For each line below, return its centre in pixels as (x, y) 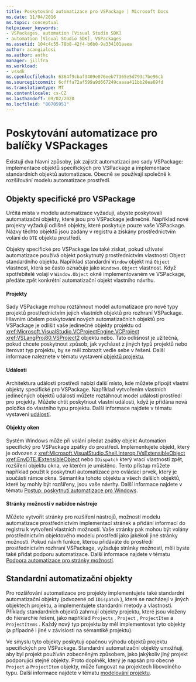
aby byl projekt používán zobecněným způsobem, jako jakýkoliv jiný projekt (97, 654)
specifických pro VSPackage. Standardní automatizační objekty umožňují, (95, 647)
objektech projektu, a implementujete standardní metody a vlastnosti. (89, 605)
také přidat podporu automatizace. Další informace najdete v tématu (88, 554)
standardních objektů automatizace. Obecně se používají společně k (88, 174)
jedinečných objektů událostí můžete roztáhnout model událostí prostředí (94, 395)
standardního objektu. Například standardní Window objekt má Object (88, 262)
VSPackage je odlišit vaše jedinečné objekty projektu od (74, 325)
